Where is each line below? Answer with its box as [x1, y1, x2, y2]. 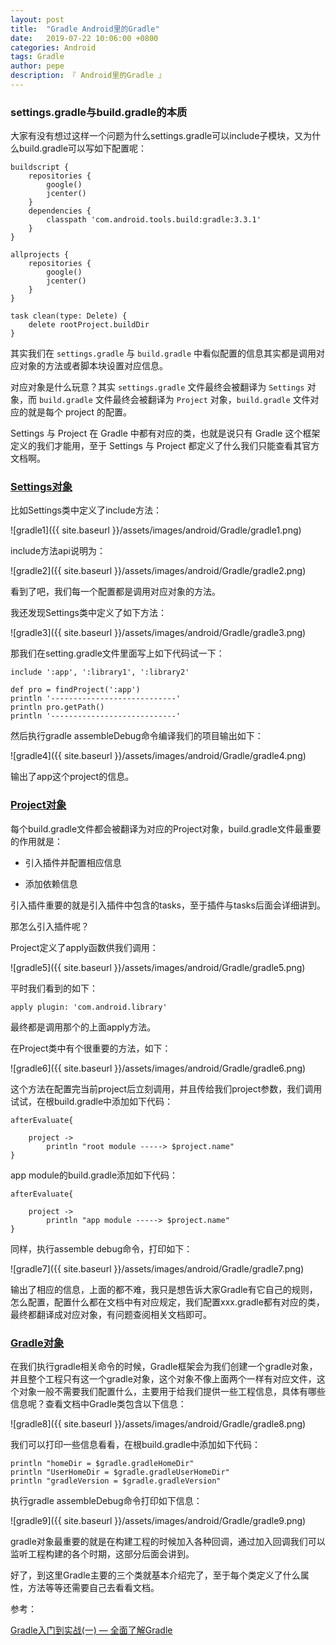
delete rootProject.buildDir [28, 320, 150, 330]
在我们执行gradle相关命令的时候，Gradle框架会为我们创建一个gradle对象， [10, 1361, 318, 1373]
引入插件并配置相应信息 [24, 856, 122, 868]
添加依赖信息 [24, 877, 78, 890]
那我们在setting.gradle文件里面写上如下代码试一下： [10, 647, 225, 660]
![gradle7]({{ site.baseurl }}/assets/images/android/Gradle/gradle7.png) [10, 1262, 305, 1275]
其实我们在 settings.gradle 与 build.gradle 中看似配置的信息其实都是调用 [10, 347, 317, 360]
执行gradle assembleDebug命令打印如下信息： [10, 1495, 203, 1507]
